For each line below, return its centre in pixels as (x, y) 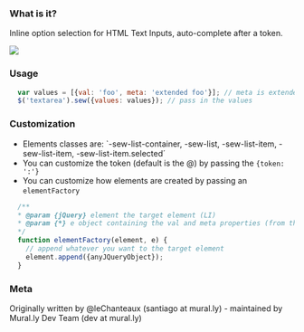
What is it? (33, 14)
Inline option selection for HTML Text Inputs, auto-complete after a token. (146, 33)
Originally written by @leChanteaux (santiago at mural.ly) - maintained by (146, 308)
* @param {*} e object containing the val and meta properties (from (151, 223)
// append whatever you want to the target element (125, 249)
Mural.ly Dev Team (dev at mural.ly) (76, 318)
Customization (43, 124)
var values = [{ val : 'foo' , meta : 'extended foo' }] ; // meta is (141, 92)
